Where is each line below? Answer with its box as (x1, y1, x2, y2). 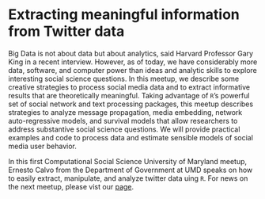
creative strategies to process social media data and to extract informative (8, 82, 251, 92)
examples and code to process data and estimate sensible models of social (8, 132, 253, 142)
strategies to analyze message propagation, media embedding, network (8, 107, 243, 117)
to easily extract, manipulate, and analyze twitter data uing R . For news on (8, 173, 248, 183)
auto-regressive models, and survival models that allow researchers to (8, 116, 238, 125)
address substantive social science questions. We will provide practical (8, 124, 240, 134)
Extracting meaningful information (8, 6, 240, 24)
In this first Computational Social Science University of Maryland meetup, (8, 156, 248, 166)
